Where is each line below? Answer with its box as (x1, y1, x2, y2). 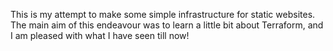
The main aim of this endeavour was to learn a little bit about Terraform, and (10, 19, 324, 31)
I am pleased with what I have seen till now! (10, 30, 190, 41)
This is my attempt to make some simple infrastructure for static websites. (10, 9, 316, 20)
